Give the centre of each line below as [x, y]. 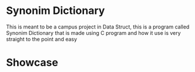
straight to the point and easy [42, 39]
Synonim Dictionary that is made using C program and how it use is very [93, 33]
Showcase [32, 63]
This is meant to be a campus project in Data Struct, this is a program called [98, 27]
